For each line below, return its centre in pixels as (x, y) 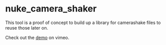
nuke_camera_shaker (51, 9)
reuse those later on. (27, 27)
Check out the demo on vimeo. (37, 37)
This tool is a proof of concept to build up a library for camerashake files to (83, 22)
